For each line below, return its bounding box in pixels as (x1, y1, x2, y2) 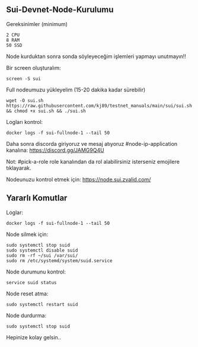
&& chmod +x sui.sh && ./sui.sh (6, 108, 86, 114)
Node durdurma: (6, 311, 47, 319)
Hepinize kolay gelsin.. (6, 333, 61, 340)
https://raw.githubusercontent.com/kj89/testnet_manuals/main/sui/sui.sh (6, 103, 193, 109)
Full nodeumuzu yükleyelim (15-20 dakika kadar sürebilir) (6, 86, 146, 93)
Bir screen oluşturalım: (6, 64, 61, 71)
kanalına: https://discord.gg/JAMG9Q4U (6, 147, 105, 154)
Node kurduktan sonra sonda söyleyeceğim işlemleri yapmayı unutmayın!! (6, 53, 187, 60)
